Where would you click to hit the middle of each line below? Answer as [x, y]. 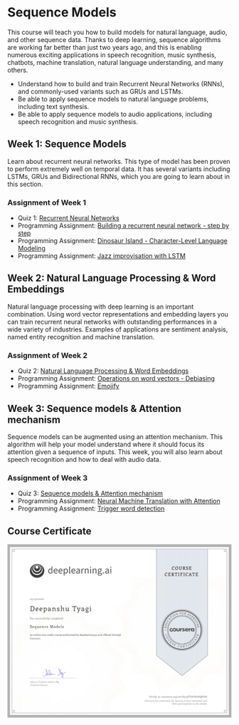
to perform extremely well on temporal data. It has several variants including [119, 169]
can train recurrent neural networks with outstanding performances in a [112, 322]
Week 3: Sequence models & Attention [94, 408]
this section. [25, 184]
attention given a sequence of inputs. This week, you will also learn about [115, 452]
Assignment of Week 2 [47, 355]
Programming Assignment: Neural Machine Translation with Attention [119, 501]
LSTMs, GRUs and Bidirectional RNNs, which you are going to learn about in [118, 176]
